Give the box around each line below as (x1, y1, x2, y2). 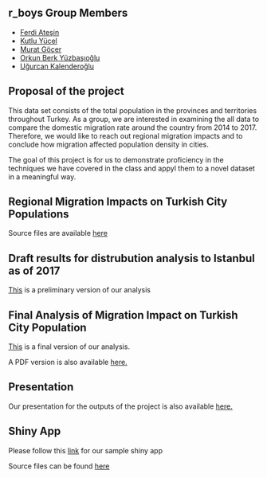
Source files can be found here (8, 461, 110, 471)
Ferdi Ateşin (19, 27, 60, 37)
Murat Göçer (19, 44, 62, 54)
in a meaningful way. (8, 171, 77, 182)
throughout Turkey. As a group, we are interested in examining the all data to (8, 114, 260, 123)
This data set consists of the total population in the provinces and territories (8, 105, 257, 115)
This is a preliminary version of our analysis (8, 285, 151, 295)
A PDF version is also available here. (8, 358, 128, 367)
